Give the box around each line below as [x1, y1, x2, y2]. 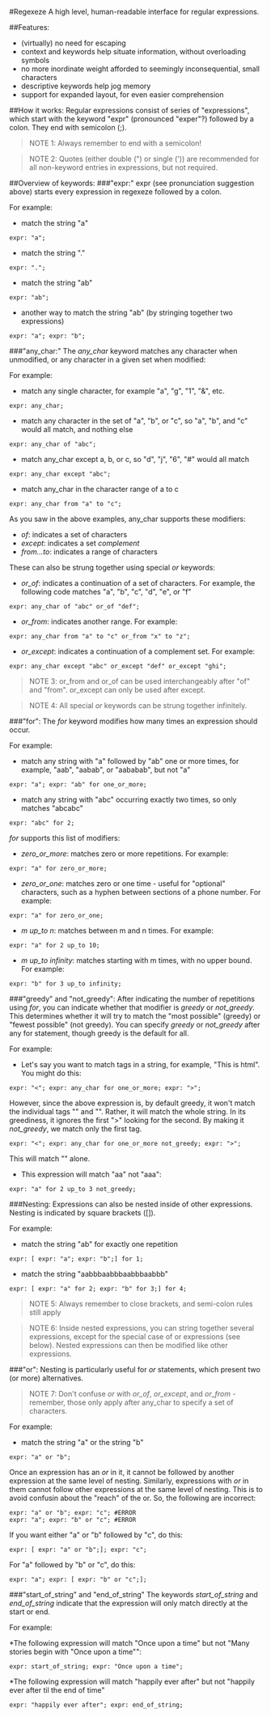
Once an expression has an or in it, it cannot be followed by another [9, 1468, 235, 1477]
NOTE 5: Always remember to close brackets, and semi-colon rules [28, 1299, 253, 1308]
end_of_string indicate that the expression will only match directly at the [9, 1598, 248, 1608]
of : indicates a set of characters [20, 530, 128, 539]
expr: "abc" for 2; [9, 819, 75, 827]
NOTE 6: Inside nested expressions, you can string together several [28, 1323, 254, 1333]
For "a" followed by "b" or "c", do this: [9, 1560, 136, 1569]
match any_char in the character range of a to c [20, 485, 179, 494]
